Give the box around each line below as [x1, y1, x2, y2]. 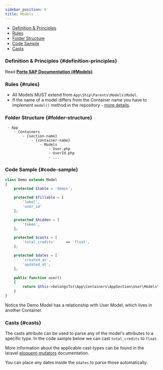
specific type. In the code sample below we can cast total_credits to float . [5, 336, 158, 341]
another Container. [5, 307, 43, 313]
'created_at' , [22, 257, 51, 262]
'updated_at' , [22, 262, 51, 267]
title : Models [5, 12, 34, 17]
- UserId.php [48, 151, 75, 156]
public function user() [14, 275, 62, 280]
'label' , [22, 200, 40, 204]
